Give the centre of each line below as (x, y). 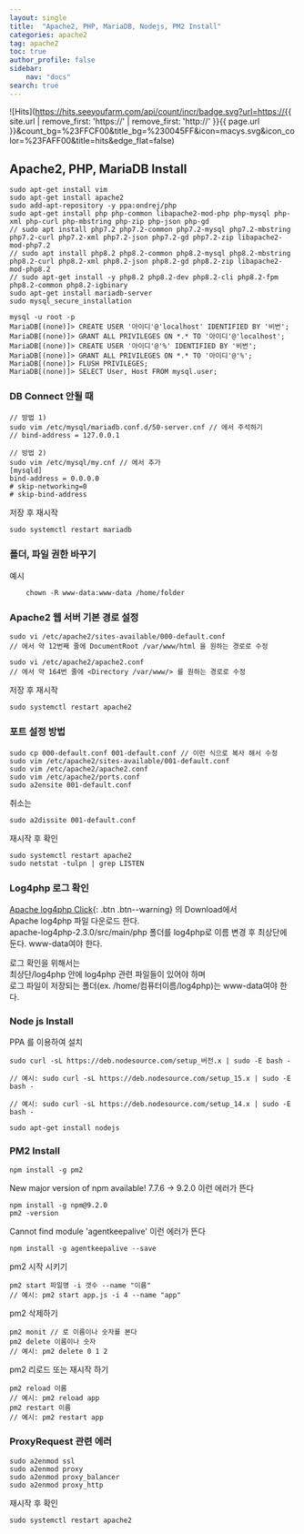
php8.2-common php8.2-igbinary (69, 286)
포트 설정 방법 (38, 732)
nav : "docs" (48, 77)
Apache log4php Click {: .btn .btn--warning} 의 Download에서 (123, 909)
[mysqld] (26, 470)
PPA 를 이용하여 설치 (46, 1042)
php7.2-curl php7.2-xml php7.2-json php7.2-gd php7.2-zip (122, 237)
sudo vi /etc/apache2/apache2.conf (77, 662)
